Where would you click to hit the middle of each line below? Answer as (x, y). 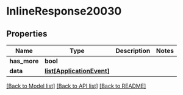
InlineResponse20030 (64, 11)
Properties (27, 34)
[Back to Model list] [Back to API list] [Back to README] (76, 86)
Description (133, 51)
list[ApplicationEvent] (77, 71)
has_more (24, 61)
